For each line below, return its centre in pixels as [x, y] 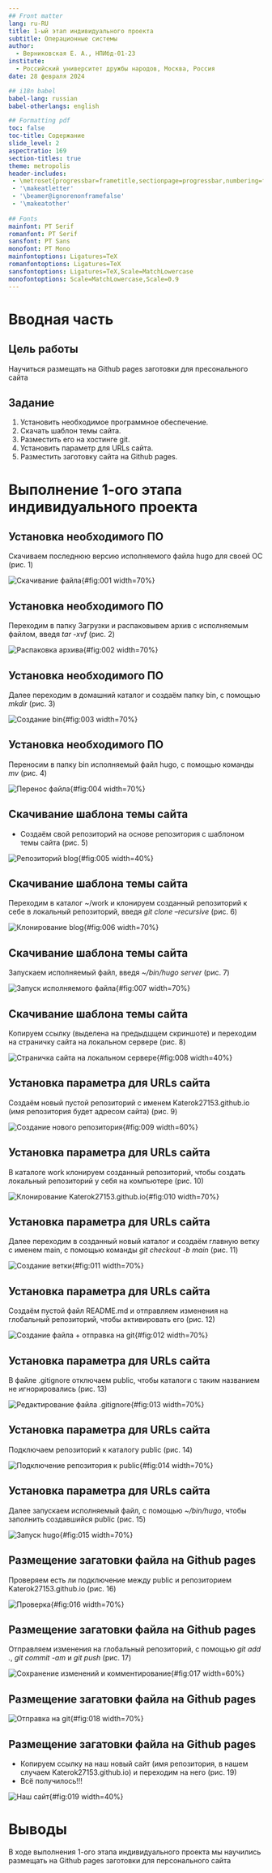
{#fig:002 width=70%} [121, 650]
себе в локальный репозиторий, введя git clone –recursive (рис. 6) [123, 912]
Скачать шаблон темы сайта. [70, 431]
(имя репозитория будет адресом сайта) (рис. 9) [93, 1111]
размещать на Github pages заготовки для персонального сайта [120, 1860]
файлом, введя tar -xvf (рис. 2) [62, 635]
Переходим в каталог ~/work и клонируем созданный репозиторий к [128, 903]
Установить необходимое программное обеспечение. [114, 422]
